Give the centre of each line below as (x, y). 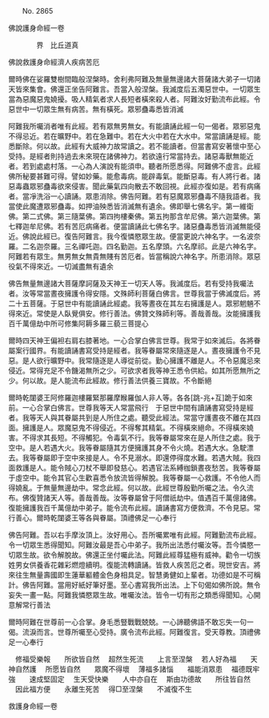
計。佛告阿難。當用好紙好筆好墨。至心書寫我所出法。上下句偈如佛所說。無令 (134, 585)
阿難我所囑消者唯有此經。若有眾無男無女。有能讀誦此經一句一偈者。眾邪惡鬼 (134, 126)
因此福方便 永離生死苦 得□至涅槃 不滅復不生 (103, 689)
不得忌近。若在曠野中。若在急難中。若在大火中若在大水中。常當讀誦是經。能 (134, 136)
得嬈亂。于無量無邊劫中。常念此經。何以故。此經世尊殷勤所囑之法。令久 (127, 488)
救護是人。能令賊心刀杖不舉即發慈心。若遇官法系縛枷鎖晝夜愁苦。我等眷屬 (138, 468)
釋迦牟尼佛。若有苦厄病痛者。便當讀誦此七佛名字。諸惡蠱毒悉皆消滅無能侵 (138, 226)
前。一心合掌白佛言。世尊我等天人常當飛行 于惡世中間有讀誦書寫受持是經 (131, 407)
